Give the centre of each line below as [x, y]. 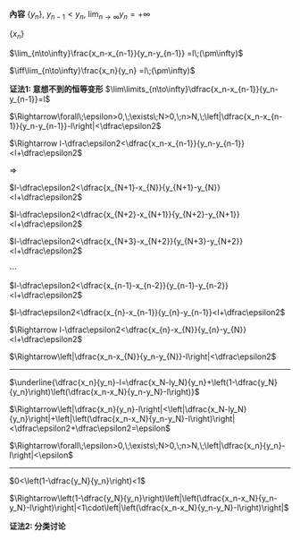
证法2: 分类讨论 [37, 526]
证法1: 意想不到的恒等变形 [57, 89]
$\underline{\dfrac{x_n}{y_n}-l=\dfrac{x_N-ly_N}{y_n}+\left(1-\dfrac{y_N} [144, 382]
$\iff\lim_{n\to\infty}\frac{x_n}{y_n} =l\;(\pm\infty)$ [102, 70]
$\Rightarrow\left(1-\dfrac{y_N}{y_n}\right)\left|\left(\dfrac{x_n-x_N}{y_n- [144, 498]
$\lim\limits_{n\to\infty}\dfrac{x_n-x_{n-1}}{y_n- [192, 89]
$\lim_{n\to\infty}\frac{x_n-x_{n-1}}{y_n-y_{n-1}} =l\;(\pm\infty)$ [126, 53]
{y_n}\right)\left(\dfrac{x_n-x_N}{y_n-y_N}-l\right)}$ [104, 391]
